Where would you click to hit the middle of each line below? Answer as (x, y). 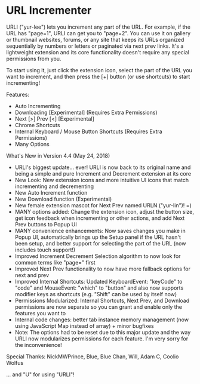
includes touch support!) (45, 250)
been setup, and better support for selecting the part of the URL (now (100, 243)
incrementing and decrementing (54, 186)
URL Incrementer (49, 10)
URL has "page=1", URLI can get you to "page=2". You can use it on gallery (99, 33)
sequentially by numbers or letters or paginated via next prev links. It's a (95, 46)
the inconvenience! (38, 345)
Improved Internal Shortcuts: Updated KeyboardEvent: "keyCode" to (99, 281)
